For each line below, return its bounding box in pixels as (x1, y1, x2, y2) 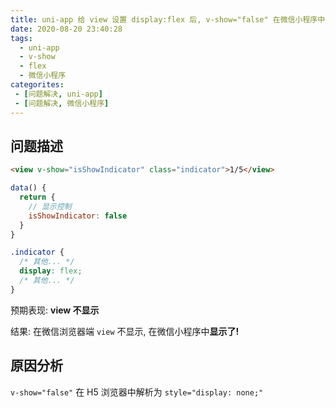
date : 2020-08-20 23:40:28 (10, 24, 123, 34)
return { (19, 192, 56, 203)
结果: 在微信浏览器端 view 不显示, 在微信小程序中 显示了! (10, 325, 240, 337)
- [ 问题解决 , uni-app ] (14, 89, 103, 99)
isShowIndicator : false (28, 211, 128, 221)
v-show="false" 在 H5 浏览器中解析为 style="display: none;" (10, 386, 264, 398)
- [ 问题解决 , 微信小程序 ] (14, 98, 110, 108)
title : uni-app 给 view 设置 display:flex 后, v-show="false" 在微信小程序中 (10, 14, 326, 25)
